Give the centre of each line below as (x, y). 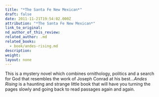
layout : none (18, 60)
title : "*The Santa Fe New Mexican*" (44, 10)
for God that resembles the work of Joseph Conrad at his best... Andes (76, 79)
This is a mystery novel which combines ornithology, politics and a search (80, 73)
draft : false (18, 14)
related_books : (21, 42)
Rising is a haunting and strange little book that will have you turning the (78, 84)
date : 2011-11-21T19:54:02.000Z (38, 19)
